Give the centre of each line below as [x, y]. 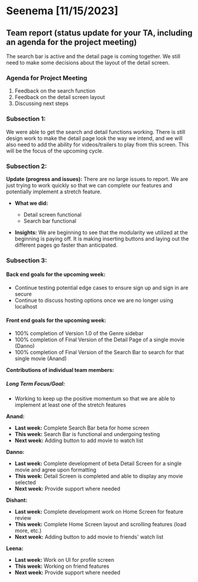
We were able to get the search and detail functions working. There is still [96, 132]
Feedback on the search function [55, 91]
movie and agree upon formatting [55, 470]
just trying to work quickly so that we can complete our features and [89, 185]
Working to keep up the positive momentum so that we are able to [95, 399]
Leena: [15, 548]
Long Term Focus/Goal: [35, 383]
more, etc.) [28, 531]
